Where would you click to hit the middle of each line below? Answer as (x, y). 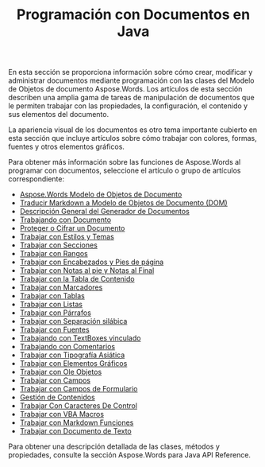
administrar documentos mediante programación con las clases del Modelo (132, 80)
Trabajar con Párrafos (55, 313)
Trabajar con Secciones (58, 245)
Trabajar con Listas (51, 305)
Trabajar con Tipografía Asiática (72, 355)
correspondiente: (36, 179)
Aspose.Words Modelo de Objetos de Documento (101, 195)
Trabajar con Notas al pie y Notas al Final (87, 270)
